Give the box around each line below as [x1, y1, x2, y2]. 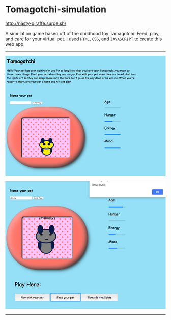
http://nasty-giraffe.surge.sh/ [5, 20, 67, 26]
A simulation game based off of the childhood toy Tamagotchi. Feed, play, [5, 30, 160, 36]
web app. [5, 41, 25, 47]
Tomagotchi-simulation [5, 4, 107, 15]
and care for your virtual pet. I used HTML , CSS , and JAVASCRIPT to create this [5, 36, 162, 42]
